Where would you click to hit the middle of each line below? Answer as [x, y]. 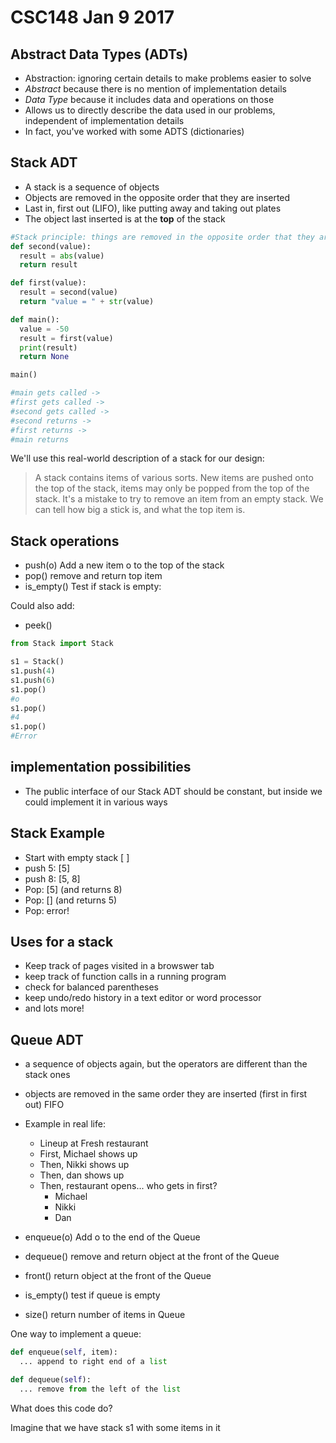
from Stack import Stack [62, 644]
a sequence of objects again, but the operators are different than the [166, 1064]
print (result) [48, 347]
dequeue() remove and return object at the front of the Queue [152, 1257]
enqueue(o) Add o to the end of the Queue [112, 1237]
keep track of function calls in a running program [125, 977]
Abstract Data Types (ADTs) [99, 54]
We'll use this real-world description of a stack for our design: [137, 458]
